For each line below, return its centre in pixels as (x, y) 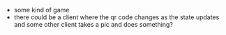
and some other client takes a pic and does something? (93, 24)
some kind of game (42, 10)
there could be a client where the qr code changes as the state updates (116, 17)
